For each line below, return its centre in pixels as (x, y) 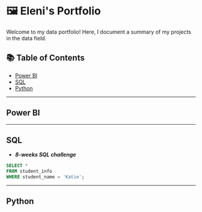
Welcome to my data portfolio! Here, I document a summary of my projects (99, 32)
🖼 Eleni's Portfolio (54, 11)
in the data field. (26, 38)
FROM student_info (29, 172)
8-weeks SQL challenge (45, 155)
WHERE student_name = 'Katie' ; (45, 177)
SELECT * (17, 166)
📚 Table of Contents (46, 58)
